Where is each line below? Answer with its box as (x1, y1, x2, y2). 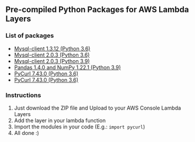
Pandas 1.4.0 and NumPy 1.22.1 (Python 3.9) (14, 64, 121, 71)
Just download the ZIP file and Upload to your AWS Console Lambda (14, 104, 181, 111)
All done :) (14, 129, 39, 136)
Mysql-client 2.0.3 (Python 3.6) (14, 51, 90, 58)
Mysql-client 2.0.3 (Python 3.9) (14, 57, 90, 64)
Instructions (5, 91, 42, 99)
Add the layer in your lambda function (14, 117, 106, 124)
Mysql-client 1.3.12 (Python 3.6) (14, 45, 91, 52)
